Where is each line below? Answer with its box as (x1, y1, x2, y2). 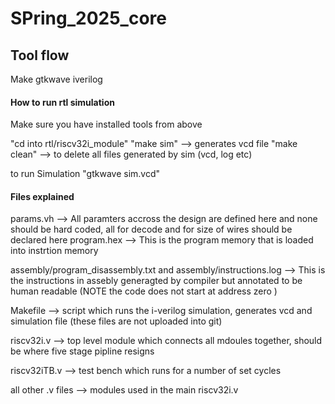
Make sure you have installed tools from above (10, 118, 203, 131)
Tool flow (10, 47, 70, 64)
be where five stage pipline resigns (10, 345, 155, 357)
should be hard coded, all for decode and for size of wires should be (10, 223, 293, 236)
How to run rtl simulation (10, 96, 115, 108)
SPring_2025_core (10, 7, 167, 30)
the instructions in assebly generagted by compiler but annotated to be (10, 275, 303, 287)
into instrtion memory (10, 245, 99, 257)
